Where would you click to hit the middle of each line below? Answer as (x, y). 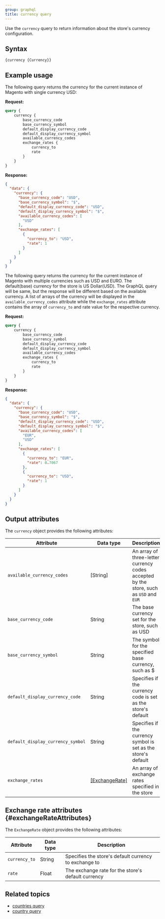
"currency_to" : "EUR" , (50, 458)
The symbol (146, 640)
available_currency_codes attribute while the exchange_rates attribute (75, 302)
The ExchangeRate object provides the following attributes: (64, 830)
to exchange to (82, 862)
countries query (28, 906)
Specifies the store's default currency (109, 857)
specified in (146, 787)
